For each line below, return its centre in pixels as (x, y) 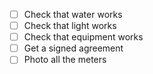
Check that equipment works (83, 37)
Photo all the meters (65, 60)
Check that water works (73, 14)
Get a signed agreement (73, 48)
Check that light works (70, 26)
